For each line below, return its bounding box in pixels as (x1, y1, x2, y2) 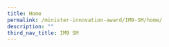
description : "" (7, 23, 54, 30)
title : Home (7, 10, 42, 17)
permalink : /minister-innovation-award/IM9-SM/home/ (7, 17, 163, 23)
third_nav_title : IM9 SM (7, 29, 79, 37)
